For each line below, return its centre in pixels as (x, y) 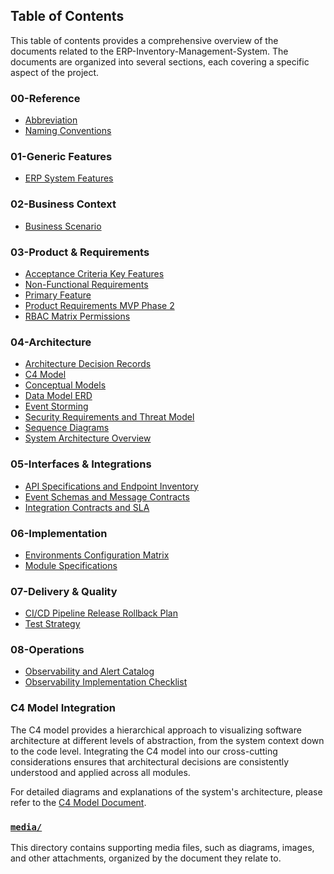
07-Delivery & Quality (64, 591)
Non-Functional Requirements (86, 284)
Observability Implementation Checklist (106, 682)
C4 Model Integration (63, 708)
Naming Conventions (68, 131)
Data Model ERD (58, 396)
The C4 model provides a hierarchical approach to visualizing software (156, 730)
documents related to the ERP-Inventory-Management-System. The (149, 51)
